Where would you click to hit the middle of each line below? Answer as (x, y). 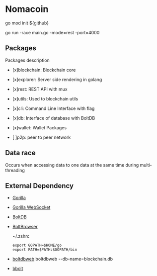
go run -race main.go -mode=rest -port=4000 (52, 32)
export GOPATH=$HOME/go (37, 245)
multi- (146, 165)
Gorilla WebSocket (31, 207)
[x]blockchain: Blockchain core (44, 70)
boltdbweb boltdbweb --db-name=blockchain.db (63, 259)
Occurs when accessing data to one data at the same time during (72, 165)
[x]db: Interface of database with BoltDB (54, 118)
